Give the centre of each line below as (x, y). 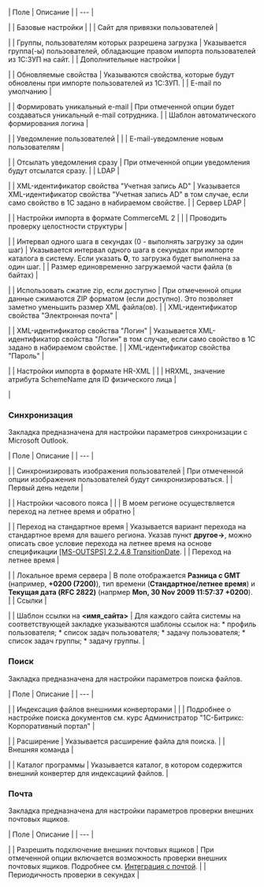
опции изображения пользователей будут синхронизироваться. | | (121, 480)
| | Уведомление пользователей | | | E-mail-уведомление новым (116, 139)
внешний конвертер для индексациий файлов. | (88, 773)
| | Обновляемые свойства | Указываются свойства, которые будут (121, 74)
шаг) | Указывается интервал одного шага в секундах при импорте (121, 250)
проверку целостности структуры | (68, 226)
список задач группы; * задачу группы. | (76, 641)
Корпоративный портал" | (52, 726)
